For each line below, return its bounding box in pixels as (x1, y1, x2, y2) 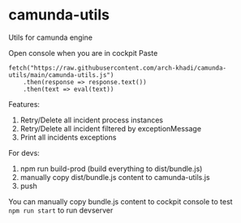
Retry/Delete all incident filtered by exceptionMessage (19, 123, 201, 133)
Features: (8, 99, 41, 109)
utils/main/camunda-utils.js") (8, 71, 114, 79)
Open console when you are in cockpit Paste (8, 48, 158, 58)
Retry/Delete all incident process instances (19, 115, 164, 125)
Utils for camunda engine (8, 32, 93, 42)
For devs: (8, 148, 41, 157)
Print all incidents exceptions (19, 132, 117, 142)
